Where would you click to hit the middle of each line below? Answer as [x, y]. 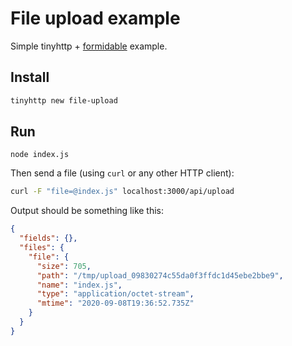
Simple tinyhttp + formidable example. [89, 46]
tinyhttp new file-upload [64, 100]
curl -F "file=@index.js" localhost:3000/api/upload [122, 192]
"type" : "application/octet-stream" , [115, 294]
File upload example [95, 18]
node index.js [40, 155]
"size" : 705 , [64, 266]
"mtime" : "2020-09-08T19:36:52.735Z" [115, 303]
